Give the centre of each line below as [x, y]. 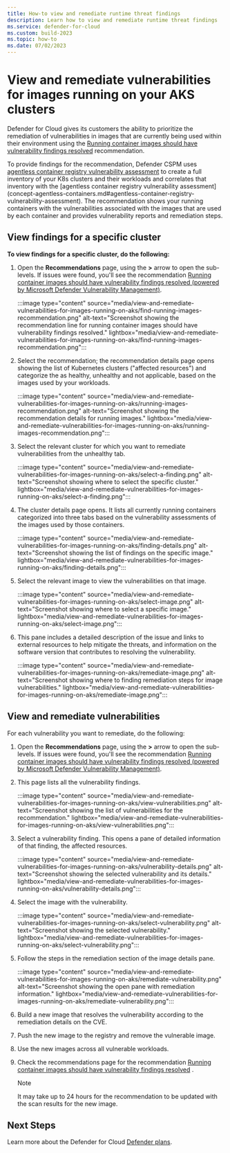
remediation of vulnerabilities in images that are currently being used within [114, 136]
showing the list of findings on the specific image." [141, 553]
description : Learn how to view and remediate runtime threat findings [112, 20]
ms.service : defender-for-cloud [54, 26]
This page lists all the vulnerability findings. [79, 782]
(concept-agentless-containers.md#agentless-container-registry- [101, 193]
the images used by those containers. [71, 524]
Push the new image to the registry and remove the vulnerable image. [116, 1035]
